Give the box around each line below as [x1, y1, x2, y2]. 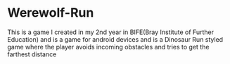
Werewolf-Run [7, 5, 94, 21]
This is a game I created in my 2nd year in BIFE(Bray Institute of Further [7, 28, 215, 36]
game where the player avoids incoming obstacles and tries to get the [7, 42, 210, 51]
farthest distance [7, 50, 57, 58]
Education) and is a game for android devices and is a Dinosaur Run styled [7, 35, 224, 43]
